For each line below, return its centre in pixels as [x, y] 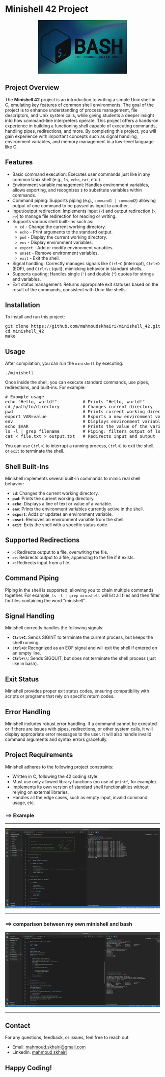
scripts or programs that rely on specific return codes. [60, 696]
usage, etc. [24, 803]
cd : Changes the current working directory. [55, 493]
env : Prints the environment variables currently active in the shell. [78, 509]
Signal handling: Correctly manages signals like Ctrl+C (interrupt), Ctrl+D [86, 263]
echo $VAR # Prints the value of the [76, 426]
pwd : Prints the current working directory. [53, 499]
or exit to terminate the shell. [35, 451]
